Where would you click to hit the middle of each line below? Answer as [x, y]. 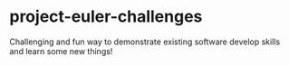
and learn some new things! [61, 51]
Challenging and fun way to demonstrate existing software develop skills [145, 42]
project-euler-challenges [106, 17]
